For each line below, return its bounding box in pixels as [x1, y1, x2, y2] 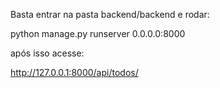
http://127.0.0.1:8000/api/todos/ [10, 67, 139, 78]
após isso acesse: [10, 47, 85, 59]
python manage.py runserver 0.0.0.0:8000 [10, 28, 186, 39]
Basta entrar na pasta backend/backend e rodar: [10, 9, 210, 20]
